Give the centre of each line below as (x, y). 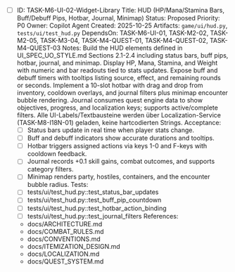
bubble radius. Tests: (58, 185)
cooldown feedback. (57, 154)
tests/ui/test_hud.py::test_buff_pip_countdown (94, 200)
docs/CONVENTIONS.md (64, 239)
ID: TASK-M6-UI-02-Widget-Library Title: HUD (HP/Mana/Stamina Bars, (120, 10)
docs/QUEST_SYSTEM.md (65, 261)
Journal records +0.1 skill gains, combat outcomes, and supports (121, 162)
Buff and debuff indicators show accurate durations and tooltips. (121, 138)
